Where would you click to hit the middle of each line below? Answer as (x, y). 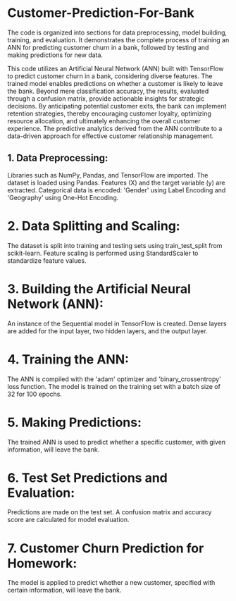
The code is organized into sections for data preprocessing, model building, (117, 32)
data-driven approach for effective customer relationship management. (111, 136)
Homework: (42, 563)
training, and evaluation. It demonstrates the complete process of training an (118, 39)
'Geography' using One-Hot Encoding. (63, 197)
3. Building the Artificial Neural (99, 289)
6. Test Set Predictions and (87, 478)
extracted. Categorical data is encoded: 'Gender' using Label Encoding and (117, 190)
